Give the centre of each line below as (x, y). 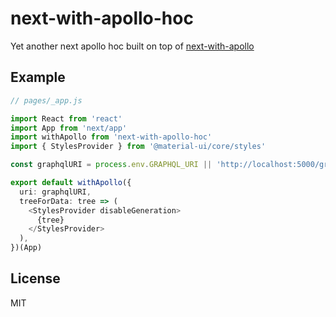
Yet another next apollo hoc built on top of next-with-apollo (132, 46)
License (35, 278)
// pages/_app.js (46, 100)
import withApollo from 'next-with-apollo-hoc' (111, 137)
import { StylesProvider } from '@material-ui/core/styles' (138, 147)
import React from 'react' (66, 118)
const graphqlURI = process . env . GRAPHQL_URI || (111, 165)
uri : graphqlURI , (55, 192)
